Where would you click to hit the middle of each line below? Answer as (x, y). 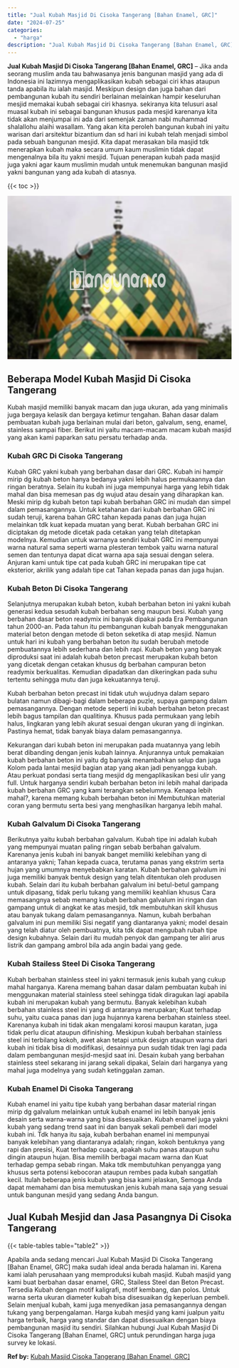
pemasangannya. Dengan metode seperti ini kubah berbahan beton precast (118, 709)
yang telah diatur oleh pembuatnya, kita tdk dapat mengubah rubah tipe (112, 930)
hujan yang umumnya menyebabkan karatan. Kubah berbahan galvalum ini (117, 870)
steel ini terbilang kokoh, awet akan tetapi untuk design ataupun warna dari (117, 1040)
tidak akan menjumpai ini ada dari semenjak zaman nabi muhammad (107, 119)
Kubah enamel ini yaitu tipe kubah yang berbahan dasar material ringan (112, 1104)
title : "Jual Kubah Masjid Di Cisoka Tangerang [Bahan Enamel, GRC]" (113, 15)
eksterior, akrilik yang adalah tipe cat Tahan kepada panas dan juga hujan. (116, 570)
